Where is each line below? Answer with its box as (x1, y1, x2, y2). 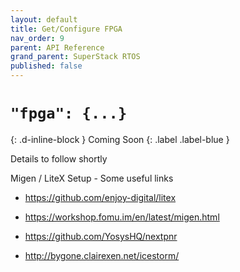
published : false (10, 61, 83, 71)
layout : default (10, 14, 78, 25)
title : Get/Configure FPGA (10, 24, 123, 34)
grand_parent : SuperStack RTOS (10, 52, 141, 62)
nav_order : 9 (10, 33, 65, 43)
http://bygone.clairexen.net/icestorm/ (24, 249, 180, 261)
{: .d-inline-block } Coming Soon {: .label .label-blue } (10, 133, 230, 145)
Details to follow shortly (10, 152, 108, 165)
